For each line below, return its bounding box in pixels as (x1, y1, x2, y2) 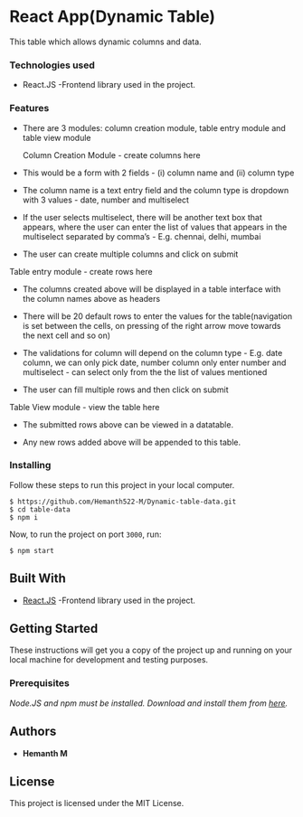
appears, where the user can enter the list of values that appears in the (22, 221, 288, 232)
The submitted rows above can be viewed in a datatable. (22, 418, 233, 430)
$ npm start (9, 546, 54, 555)
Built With (9, 571, 66, 587)
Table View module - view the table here (9, 401, 160, 412)
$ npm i (9, 512, 39, 521)
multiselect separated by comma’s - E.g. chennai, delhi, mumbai (22, 230, 261, 241)
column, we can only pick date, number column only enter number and (22, 357, 287, 368)
